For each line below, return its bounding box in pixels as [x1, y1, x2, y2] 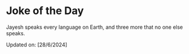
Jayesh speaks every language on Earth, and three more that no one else [6, 23, 183, 31]
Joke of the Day [6, 4, 84, 18]
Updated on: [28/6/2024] [6, 41, 67, 48]
